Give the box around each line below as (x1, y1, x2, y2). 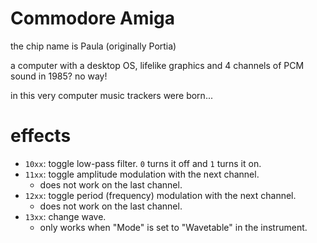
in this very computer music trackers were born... (10, 89, 213, 101)
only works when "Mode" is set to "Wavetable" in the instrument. (39, 221, 308, 233)
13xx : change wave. (24, 210, 107, 222)
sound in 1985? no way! (10, 70, 108, 82)
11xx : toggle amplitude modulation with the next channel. (24, 168, 260, 180)
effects (10, 125, 72, 147)
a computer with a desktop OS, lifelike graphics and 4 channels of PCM (10, 59, 305, 71)
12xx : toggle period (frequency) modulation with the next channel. (24, 189, 297, 201)
